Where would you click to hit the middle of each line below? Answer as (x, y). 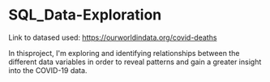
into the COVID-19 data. (48, 70)
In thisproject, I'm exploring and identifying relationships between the (124, 53)
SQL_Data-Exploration (85, 15)
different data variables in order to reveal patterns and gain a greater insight (135, 62)
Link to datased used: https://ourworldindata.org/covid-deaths (113, 37)
